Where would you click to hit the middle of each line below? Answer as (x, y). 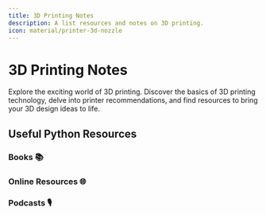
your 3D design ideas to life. (54, 109)
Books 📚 (26, 157)
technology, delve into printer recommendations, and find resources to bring (133, 100)
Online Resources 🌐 (47, 182)
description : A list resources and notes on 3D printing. (106, 23)
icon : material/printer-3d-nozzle (66, 30)
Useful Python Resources (73, 133)
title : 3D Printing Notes (51, 16)
